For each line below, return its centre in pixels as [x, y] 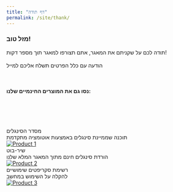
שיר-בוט [16, 150]
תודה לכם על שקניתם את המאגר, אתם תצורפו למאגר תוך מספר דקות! [87, 52]
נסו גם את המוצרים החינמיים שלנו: [48, 91]
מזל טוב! [19, 39]
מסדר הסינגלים [24, 131]
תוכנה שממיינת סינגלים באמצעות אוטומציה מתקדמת [67, 137]
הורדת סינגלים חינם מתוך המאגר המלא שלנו [57, 157]
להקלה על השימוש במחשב [37, 176]
